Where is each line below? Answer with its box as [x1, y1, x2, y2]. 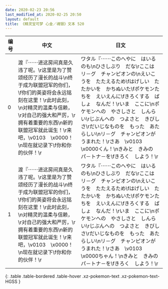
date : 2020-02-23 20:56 [5, 7, 55, 13]
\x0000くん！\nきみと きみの [80, 146, 153, 153]
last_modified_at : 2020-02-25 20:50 [5, 12, 81, 17]
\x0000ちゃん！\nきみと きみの [80, 252, 158, 259]
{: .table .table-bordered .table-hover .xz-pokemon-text [5, 273, 120, 279]
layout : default [5, 17, 39, 22]
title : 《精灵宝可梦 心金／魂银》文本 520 [5, 21, 84, 27]
